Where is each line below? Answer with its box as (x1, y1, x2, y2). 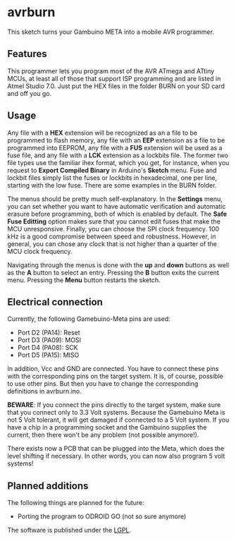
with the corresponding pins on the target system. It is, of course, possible (7, 372, 223, 381)
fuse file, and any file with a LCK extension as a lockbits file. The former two (7, 151, 229, 159)
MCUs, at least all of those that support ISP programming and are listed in (7, 74, 221, 83)
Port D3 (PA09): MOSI (17, 336, 82, 344)
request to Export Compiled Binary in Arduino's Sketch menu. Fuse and (7, 166, 217, 174)
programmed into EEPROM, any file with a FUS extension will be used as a (7, 143, 223, 152)
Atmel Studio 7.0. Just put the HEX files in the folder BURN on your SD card (7, 82, 225, 90)
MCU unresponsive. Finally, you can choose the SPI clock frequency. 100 (7, 224, 220, 233)
